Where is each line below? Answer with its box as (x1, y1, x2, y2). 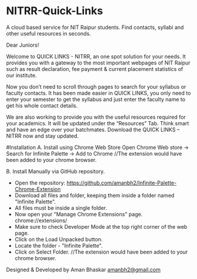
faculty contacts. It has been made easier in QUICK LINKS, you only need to (6, 89, 191, 96)
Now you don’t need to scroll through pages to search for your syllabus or (6, 83, 186, 90)
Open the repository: (14, 179, 66, 186)
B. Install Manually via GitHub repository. (6, 167, 105, 175)
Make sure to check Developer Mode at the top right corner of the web (14, 223, 188, 230)
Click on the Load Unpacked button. (14, 235, 103, 243)
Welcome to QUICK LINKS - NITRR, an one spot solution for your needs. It (6, 53, 186, 60)
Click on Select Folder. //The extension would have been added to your (14, 248, 188, 255)
